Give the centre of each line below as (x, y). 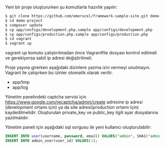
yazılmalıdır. (17, 118)
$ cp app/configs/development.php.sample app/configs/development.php (79, 30)
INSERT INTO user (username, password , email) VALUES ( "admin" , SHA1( (77, 136)
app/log (20, 87)
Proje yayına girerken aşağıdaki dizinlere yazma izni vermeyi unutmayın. (78, 68)
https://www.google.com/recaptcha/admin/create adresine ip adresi (74, 102)
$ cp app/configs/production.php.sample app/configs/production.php (77, 34)
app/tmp (21, 82)
